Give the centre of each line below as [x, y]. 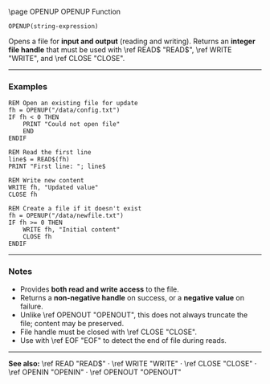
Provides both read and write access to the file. [99, 289]
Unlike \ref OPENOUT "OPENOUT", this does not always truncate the [134, 315]
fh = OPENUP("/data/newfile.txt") [66, 216]
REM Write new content [46, 181]
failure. [31, 306]
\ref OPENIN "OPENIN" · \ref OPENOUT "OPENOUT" [95, 372]
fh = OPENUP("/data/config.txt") [64, 110]
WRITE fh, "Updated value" [53, 188]
